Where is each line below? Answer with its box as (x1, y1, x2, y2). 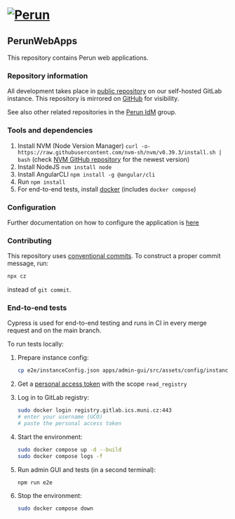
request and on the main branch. (7, 326, 102, 335)
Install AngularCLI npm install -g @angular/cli (17, 170, 156, 178)
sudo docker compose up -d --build (17, 446, 122, 453)
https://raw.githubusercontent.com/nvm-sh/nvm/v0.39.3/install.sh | (17, 149, 222, 156)
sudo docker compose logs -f (17, 452, 103, 459)
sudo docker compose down (17, 505, 93, 512)
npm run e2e (17, 479, 53, 486)
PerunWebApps (7, 35, 78, 47)
